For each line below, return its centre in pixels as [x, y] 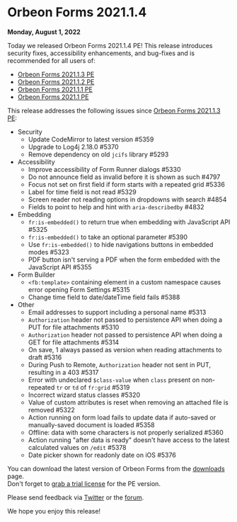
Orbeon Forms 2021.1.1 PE [55, 89]
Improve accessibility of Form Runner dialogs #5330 [104, 169]
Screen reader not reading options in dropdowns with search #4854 [127, 199]
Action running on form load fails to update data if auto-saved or [122, 417]
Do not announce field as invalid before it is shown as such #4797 [124, 177]
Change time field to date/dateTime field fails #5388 [104, 297]
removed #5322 [52, 410]
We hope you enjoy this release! [54, 511]
